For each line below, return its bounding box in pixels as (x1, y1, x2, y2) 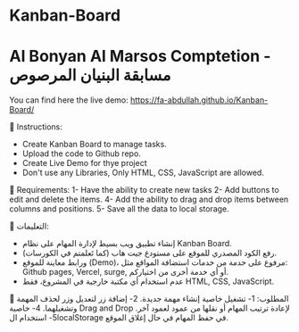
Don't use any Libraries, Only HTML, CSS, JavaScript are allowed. (21, 167, 265, 178)
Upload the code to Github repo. (21, 148, 141, 159)
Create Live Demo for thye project (21, 158, 147, 169)
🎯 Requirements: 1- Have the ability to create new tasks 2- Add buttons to (9, 185, 279, 195)
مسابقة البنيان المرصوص (9, 65, 171, 86)
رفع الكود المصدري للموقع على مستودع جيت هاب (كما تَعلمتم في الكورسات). (21, 247, 277, 259)
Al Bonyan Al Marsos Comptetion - (9, 46, 271, 67)
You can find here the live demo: (9, 95, 129, 105)
